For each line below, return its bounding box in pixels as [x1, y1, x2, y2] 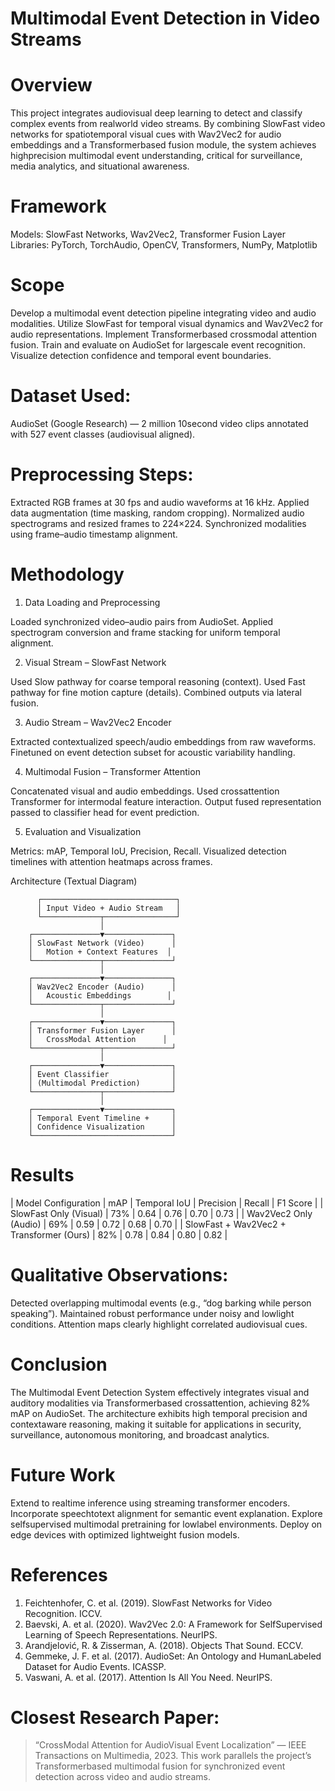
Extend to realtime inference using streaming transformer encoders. [10, 1497, 291, 1509]
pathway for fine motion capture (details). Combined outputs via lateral [10, 686, 303, 698]
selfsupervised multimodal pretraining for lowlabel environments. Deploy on [10, 1518, 323, 1530]
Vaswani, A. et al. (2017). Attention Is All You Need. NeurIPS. [24, 1671, 273, 1683]
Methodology [10, 563, 125, 586]
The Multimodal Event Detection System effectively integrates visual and [10, 1386, 310, 1398]
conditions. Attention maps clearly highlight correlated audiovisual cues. [10, 1318, 308, 1330]
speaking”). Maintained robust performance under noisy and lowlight [10, 1307, 295, 1319]
